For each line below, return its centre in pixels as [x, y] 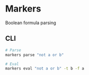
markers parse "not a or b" [35, 55]
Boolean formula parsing [31, 23]
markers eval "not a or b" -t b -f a [45, 68]
